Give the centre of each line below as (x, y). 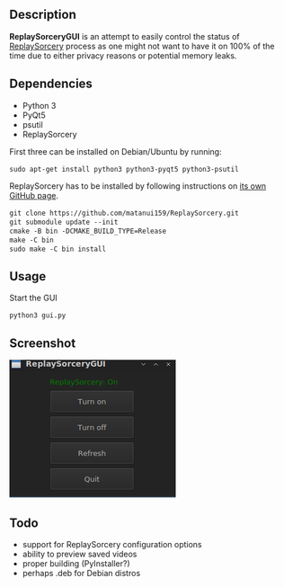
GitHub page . (34, 195)
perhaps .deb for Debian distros (81, 574)
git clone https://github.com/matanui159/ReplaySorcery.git (124, 213)
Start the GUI (34, 298)
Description (43, 15)
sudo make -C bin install (58, 249)
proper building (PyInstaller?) (76, 564)
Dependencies (51, 84)
